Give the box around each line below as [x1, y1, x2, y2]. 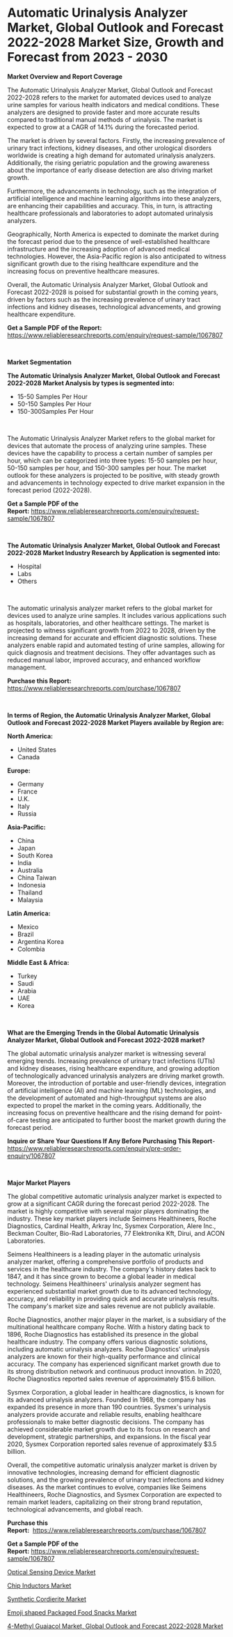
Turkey [17, 972, 38, 980]
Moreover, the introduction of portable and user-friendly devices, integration [7, 1078, 226, 1087]
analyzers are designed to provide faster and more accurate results [7, 108, 200, 116]
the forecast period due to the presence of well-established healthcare [7, 237, 210, 245]
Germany [17, 779, 44, 788]
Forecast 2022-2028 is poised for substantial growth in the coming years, [7, 288, 219, 296]
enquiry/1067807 [7, 1151, 56, 1160]
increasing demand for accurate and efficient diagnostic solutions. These [7, 633, 217, 642]
